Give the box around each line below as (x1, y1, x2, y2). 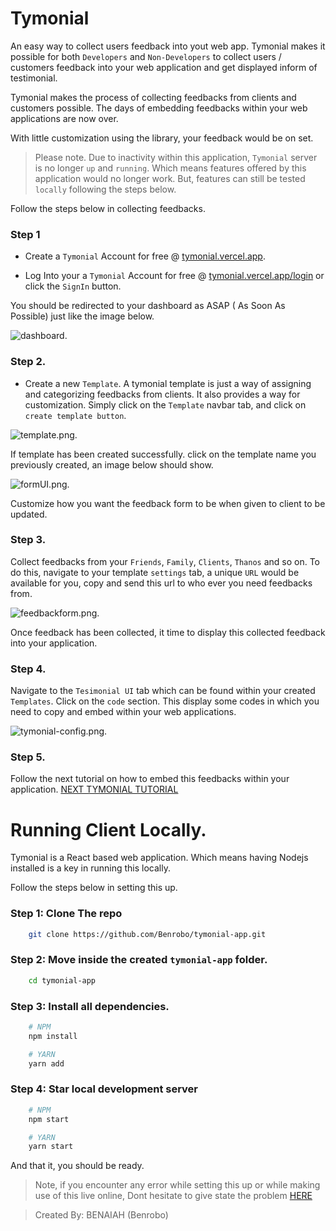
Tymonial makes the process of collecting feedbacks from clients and (10, 91, 297, 103)
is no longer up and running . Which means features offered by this (34, 162, 307, 174)
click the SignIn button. (24, 280, 122, 292)
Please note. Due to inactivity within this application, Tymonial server (34, 151, 318, 163)
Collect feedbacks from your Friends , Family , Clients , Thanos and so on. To (10, 555, 321, 567)
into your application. (10, 637, 98, 649)
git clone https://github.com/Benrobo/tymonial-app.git (28, 929, 267, 939)
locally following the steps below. (34, 183, 177, 195)
